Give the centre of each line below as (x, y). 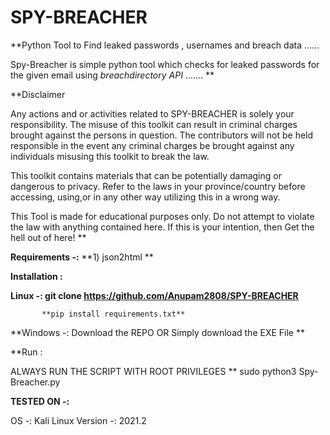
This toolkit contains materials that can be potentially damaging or (146, 175)
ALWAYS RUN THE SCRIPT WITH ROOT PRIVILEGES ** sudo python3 (153, 371)
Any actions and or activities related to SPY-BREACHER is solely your (152, 113)
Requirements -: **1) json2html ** (82, 257)
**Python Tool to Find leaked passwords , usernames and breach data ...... (165, 45)
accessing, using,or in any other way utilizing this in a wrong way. (145, 197)
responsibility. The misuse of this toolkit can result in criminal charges (154, 124)
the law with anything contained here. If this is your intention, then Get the (162, 227)
